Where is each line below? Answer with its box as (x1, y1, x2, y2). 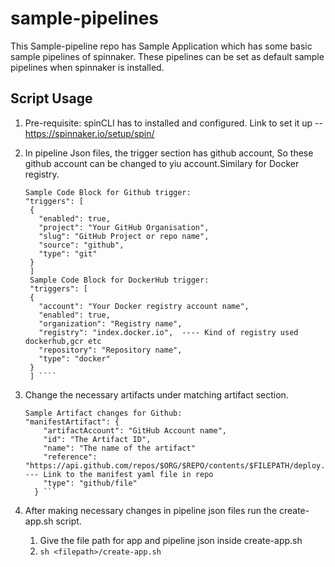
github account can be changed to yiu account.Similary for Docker (24, 157, 300, 169)
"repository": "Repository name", (38, 345, 183, 355)
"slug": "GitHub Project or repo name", (38, 231, 210, 241)
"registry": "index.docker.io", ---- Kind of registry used (38, 327, 299, 337)
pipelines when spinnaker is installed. (10, 61, 165, 73)
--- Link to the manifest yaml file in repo (24, 469, 214, 479)
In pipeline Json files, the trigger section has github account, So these (24, 147, 314, 159)
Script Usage (10, 90, 93, 107)
